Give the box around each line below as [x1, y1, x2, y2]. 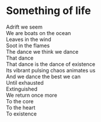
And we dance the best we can [6, 73, 81, 80]
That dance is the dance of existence [6, 60, 95, 68]
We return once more [6, 92, 57, 99]
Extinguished [6, 85, 38, 92]
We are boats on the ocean [6, 29, 71, 36]
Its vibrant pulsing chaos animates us [6, 67, 96, 74]
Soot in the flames [6, 42, 50, 49]
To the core [6, 97, 34, 104]
